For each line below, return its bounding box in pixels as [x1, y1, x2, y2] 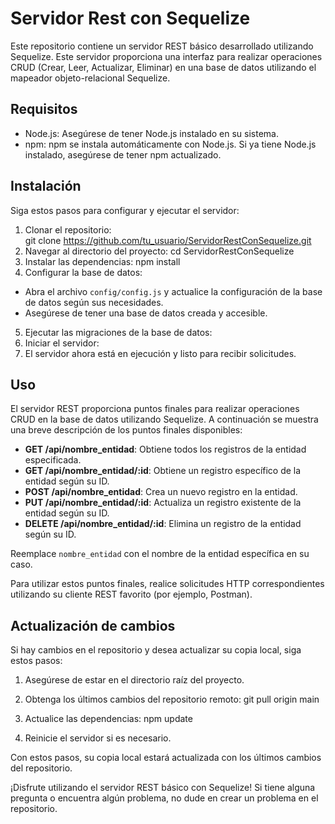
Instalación [10, 178, 82, 195]
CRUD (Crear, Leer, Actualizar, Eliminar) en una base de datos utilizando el [10, 61, 317, 73]
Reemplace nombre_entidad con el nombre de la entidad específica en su [10, 548, 310, 560]
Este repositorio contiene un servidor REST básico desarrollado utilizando [10, 40, 314, 52]
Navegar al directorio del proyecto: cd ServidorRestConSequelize [24, 245, 295, 257]
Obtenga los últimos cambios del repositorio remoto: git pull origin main [24, 693, 320, 706]
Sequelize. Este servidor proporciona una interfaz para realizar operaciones [10, 50, 323, 62]
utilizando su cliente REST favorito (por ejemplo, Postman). [10, 588, 253, 601]
